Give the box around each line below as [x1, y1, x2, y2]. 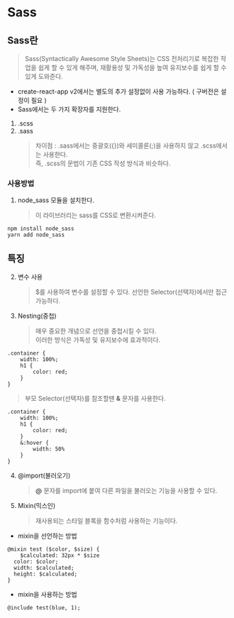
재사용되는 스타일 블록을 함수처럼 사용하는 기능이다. [35, 517, 178, 525]
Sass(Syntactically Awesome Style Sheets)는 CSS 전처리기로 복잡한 [24, 55, 219, 62]
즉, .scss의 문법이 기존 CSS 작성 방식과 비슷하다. [35, 159, 171, 167]
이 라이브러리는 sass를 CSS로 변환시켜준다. [35, 211, 156, 220]
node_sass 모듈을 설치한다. [17, 196, 94, 204]
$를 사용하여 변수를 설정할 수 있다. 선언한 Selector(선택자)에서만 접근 [35, 288, 228, 297]
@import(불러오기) [17, 471, 71, 480]
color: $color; [13, 558, 59, 565]
